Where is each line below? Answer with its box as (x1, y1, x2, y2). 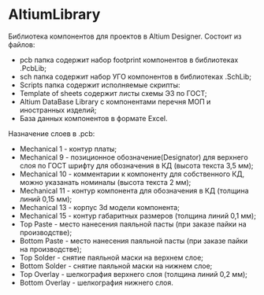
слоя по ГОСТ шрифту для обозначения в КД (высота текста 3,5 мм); (19, 160, 254, 170)
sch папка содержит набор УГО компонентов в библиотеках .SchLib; (19, 72, 252, 81)
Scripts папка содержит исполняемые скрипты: (19, 80, 180, 90)
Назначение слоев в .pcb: (8, 128, 95, 138)
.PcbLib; (19, 63, 47, 72)
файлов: (8, 39, 35, 49)
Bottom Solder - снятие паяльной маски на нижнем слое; (19, 261, 213, 271)
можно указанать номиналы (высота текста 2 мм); (19, 177, 191, 186)
